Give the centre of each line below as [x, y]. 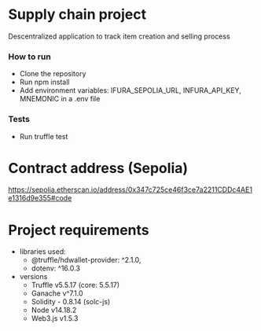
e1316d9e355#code [40, 198]
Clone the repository [53, 74]
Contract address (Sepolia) [98, 168]
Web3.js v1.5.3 [55, 318]
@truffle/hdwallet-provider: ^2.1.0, [86, 260]
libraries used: [43, 252]
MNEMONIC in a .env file [60, 99]
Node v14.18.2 [54, 310]
